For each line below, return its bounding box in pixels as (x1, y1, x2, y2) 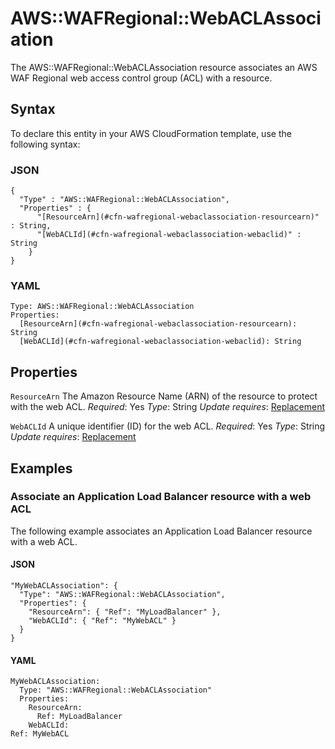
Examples (10, 460, 73, 477)
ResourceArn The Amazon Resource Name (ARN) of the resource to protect (10, 390, 318, 402)
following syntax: (10, 138, 81, 150)
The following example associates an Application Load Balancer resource (10, 525, 313, 537)
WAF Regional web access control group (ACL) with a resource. (10, 72, 273, 84)
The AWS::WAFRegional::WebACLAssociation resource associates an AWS (10, 61, 318, 73)
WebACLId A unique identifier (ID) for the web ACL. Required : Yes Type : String (10, 420, 326, 432)
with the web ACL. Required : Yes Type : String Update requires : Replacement (10, 401, 326, 413)
